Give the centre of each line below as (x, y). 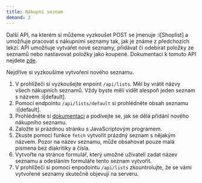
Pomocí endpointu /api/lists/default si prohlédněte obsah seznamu (102, 103)
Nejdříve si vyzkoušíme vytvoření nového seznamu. (70, 72)
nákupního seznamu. (41, 122)
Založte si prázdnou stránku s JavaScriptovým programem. (88, 129)
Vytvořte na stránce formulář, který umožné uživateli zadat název (96, 154)
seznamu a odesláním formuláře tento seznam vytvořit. (83, 161)
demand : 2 (19, 18)
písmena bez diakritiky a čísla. (52, 148)
